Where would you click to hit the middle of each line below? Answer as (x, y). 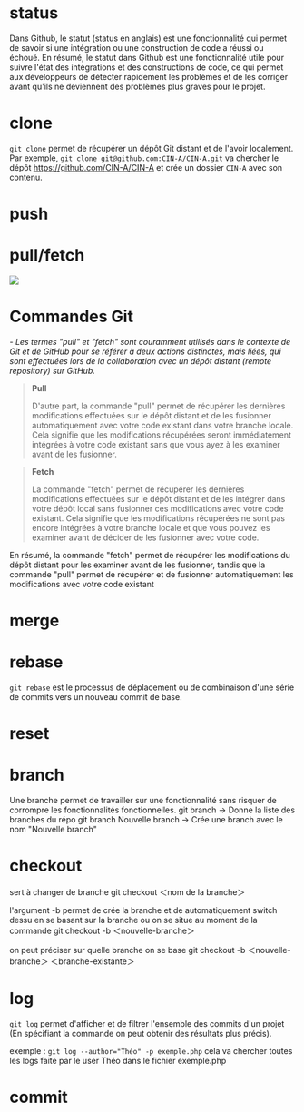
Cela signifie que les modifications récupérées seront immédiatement (162, 435)
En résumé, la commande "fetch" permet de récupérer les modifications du (150, 555)
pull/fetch (47, 256)
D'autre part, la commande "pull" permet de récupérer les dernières (158, 406)
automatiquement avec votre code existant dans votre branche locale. (162, 425)
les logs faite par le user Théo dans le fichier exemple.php (118, 1061)
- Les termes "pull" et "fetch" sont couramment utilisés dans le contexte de (150, 341)
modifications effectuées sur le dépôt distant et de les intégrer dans (158, 498)
